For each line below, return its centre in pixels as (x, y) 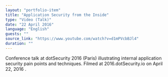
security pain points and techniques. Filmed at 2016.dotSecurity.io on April (84, 63)
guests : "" (17, 34)
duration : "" (19, 44)
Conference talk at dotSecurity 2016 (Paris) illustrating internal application (83, 58)
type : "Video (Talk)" (29, 20)
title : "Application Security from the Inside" (57, 15)
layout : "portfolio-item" (33, 10)
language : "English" (27, 29)
